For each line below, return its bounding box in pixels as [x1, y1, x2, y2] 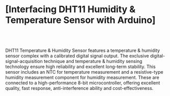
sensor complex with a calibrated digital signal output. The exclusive [5, 52, 149, 59]
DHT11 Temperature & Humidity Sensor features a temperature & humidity [5, 47, 160, 53]
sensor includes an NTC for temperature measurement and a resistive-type [5, 69, 163, 75]
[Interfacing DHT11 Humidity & [5, 4, 136, 15]
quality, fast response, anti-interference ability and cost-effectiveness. [5, 85, 154, 91]
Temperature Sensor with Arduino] [5, 14, 156, 26]
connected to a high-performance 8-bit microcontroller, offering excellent [5, 80, 160, 86]
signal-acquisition [5, 58, 43, 64]
